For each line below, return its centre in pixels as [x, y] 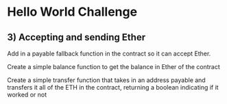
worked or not [27, 94]
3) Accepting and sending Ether [76, 37]
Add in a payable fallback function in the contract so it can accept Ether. [109, 53]
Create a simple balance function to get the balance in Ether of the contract [114, 67]
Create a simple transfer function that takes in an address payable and [106, 80]
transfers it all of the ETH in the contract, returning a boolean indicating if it [113, 87]
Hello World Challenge [72, 12]
